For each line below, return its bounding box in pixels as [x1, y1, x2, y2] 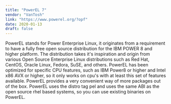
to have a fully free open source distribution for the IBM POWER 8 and [5, 46, 153, 52]
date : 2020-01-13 [5, 21, 42, 27]
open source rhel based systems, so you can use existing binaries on [5, 89, 151, 95]
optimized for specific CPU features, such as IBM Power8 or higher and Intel [5, 67, 166, 74]
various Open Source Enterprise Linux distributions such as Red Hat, [5, 56, 150, 62]
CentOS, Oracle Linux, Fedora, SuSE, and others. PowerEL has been [5, 62, 149, 68]
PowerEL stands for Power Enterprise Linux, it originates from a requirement [5, 40, 165, 46]
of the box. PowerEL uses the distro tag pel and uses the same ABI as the [5, 83, 160, 89]
